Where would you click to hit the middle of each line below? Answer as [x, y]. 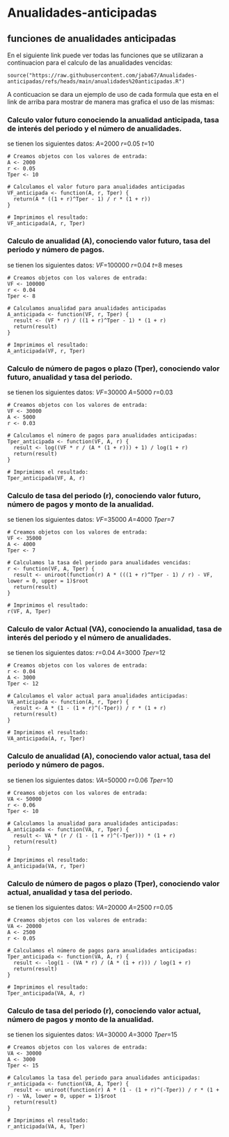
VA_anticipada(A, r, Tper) [46, 739]
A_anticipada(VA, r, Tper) [46, 866]
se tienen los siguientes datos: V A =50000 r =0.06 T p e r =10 [90, 780]
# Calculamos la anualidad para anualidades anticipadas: [93, 823]
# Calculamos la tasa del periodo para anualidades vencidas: [99, 563]
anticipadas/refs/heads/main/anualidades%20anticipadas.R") [96, 82]
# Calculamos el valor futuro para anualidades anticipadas [96, 187]
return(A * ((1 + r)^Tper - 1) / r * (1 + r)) [82, 199]
